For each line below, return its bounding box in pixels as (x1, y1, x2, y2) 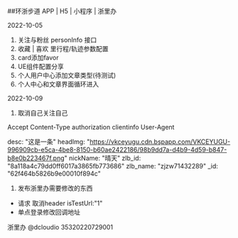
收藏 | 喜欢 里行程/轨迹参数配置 (17, 45, 109, 52)
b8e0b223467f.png (7, 154, 65, 162)
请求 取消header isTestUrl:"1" (17, 199, 103, 208)
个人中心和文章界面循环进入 (17, 80, 99, 88)
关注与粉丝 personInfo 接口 (17, 35, 97, 44)
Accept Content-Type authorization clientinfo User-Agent (7, 123, 175, 131)
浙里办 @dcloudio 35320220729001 (7, 223, 114, 231)
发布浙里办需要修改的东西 (17, 184, 93, 192)
